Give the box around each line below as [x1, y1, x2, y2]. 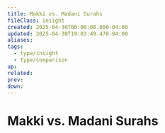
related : [7, 69, 33, 76]
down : [7, 83, 23, 90]
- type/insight [13, 50, 59, 57]
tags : [7, 43, 23, 50]
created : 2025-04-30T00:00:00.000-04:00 [7, 23, 129, 30]
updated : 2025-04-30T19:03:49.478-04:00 [7, 30, 129, 37]
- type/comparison [13, 57, 69, 64]
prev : [7, 76, 23, 83]
